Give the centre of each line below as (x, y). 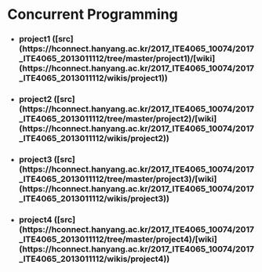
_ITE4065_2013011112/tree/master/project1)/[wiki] (117, 59)
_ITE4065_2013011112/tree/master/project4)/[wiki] (118, 239)
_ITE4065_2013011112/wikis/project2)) (94, 139)
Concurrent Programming (93, 15)
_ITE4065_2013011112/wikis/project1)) (93, 78)
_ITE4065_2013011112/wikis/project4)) (94, 259)
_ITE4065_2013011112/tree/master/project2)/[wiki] (118, 119)
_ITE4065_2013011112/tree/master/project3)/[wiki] (118, 179)
